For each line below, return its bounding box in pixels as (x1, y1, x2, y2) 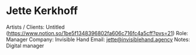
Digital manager (6, 42, 44, 49)
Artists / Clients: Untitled (6, 23, 65, 30)
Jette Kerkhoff (6, 4, 78, 18)
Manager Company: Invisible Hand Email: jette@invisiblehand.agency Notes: (6, 36, 190, 43)
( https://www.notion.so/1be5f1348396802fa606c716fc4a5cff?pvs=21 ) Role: (6, 29, 188, 36)
